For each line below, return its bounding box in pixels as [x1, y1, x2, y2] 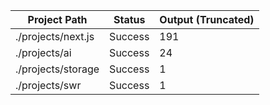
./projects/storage [15, 62, 100, 76]
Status [113, 13, 146, 26]
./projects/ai [15, 46, 72, 59]
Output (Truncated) [159, 13, 255, 26]
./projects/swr [15, 79, 82, 92]
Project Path [27, 13, 88, 26]
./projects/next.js [15, 30, 95, 43]
